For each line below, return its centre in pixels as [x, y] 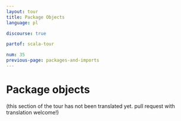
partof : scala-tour [30, 44]
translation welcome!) [33, 112]
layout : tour [22, 12]
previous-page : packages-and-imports [53, 60]
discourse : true [26, 33]
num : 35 [16, 55]
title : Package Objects [36, 17]
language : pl [22, 23]
